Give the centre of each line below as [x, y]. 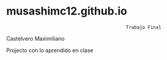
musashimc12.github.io [67, 11]
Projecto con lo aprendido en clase [50, 50]
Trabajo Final [144, 27]
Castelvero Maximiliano [36, 38]
